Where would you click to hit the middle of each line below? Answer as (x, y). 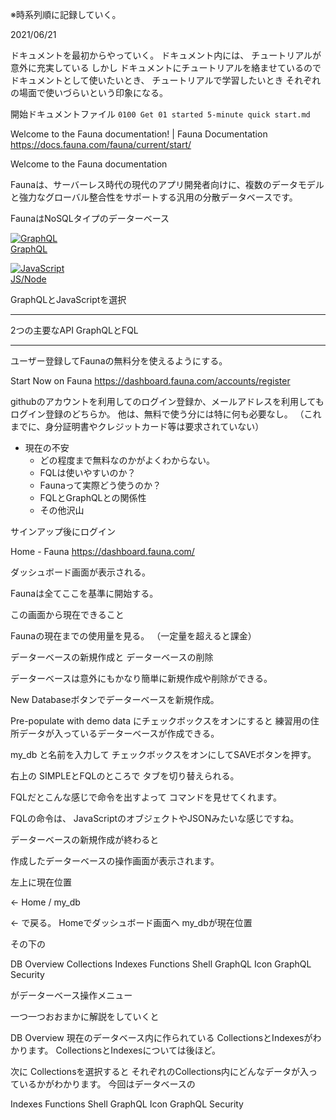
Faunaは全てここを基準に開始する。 (84, 593)
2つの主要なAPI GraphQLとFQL (74, 330)
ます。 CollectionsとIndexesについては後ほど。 (124, 1050)
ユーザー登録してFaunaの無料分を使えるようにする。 (119, 361)
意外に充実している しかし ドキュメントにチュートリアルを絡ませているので (166, 67)
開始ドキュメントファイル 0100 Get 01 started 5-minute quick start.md (160, 114)
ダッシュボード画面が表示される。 (80, 572)
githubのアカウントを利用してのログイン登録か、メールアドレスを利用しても (167, 401)
